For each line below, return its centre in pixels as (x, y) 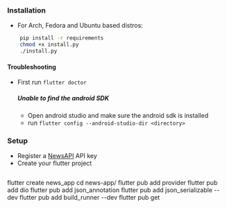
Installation (27, 10)
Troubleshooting (32, 67)
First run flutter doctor (52, 83)
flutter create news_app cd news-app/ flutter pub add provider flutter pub (112, 183)
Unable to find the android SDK (63, 98)
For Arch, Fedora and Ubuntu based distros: (80, 26)
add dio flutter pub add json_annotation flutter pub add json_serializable (110, 190)
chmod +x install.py (49, 45)
